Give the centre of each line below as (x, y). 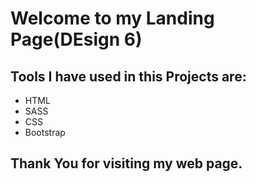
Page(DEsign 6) (76, 39)
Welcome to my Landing (112, 18)
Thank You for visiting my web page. (126, 163)
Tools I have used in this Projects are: (128, 76)
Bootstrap (45, 132)
